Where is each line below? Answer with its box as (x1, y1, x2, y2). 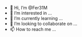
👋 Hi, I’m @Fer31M (9, 5, 48, 10)
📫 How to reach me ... (9, 26, 56, 32)
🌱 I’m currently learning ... (9, 15, 63, 21)
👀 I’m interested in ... (9, 10, 52, 16)
